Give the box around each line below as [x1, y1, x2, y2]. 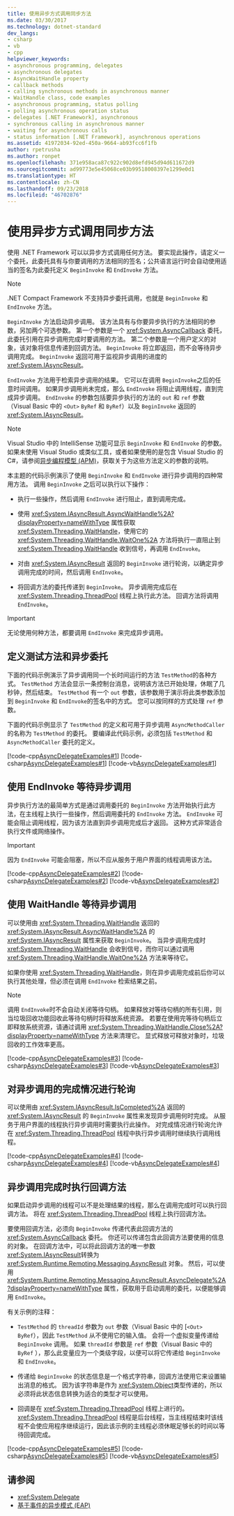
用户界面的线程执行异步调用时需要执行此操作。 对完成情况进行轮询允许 [19, 1120, 223, 1129]
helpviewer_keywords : [7, 56, 70, 63]
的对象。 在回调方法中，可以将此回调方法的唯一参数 [7, 1242, 155, 1250]
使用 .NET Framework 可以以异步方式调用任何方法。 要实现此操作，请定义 [7, 248, 219, 257]
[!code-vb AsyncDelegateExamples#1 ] [108, 759, 217, 767]
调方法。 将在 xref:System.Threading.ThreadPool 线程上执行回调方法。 [7, 1210, 210, 1218]
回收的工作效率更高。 [7, 1040, 68, 1048]
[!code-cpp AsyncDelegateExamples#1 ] [7, 751, 120, 760]
